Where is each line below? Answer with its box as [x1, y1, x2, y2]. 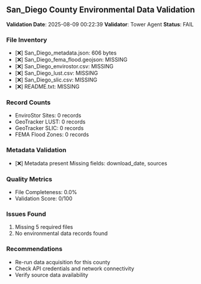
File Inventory [6, 35, 47, 44]
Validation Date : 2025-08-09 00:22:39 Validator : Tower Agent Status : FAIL [6, 20, 194, 28]
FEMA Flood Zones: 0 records [14, 131, 89, 138]
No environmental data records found [14, 230, 108, 237]
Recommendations [6, 245, 63, 253]
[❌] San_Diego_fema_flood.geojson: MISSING [14, 56, 128, 64]
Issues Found [6, 210, 46, 218]
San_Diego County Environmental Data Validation [6, 5, 195, 15]
